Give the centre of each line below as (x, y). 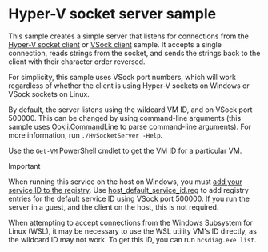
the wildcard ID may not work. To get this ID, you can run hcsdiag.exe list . (132, 239)
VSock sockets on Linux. (49, 94)
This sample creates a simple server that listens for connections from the (129, 36)
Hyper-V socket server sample (112, 14)
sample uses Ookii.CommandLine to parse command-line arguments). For (130, 126)
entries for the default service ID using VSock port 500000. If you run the (129, 198)
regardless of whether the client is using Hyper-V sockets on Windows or (129, 86)
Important (24, 166)
